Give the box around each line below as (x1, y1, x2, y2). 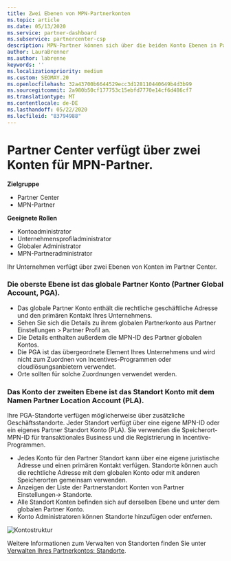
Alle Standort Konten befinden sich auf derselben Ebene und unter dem (16, 498, 220, 507)
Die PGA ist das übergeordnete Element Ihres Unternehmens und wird (16, 347, 215, 356)
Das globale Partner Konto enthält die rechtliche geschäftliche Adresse (16, 304, 218, 312)
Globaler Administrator (16, 242, 82, 250)
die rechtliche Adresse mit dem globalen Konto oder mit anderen (16, 469, 201, 477)
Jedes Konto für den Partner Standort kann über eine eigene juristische (16, 454, 220, 462)
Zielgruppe (7, 180, 40, 188)
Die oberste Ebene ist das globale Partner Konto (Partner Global (7, 280, 224, 289)
